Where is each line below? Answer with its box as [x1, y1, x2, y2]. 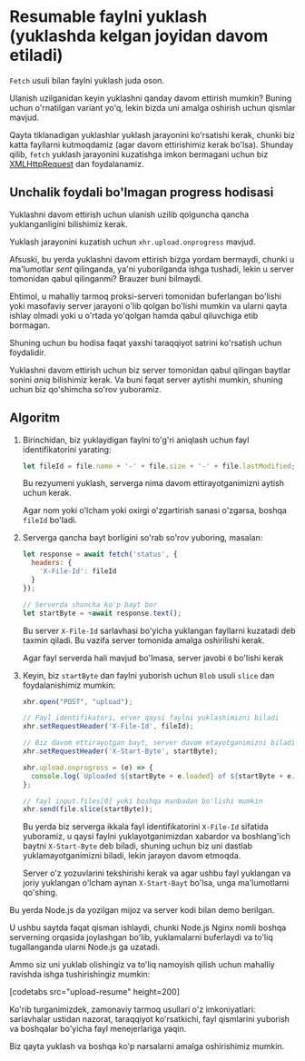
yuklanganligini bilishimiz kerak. [9, 218, 128, 229]
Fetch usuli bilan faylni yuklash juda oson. [9, 74, 165, 85]
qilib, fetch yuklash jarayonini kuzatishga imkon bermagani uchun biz [9, 148, 269, 160]
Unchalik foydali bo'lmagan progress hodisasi [9, 184, 274, 201]
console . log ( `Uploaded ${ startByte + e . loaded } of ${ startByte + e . [31, 771, 296, 780]
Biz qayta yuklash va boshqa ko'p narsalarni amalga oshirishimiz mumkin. [9, 1041, 285, 1052]
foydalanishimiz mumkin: [22, 679, 116, 690]
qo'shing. [22, 887, 58, 898]
